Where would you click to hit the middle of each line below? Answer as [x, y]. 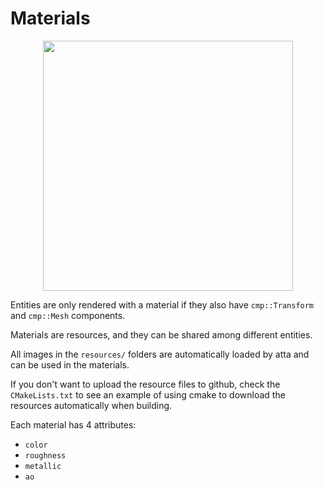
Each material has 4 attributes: [73, 424]
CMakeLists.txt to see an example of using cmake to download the [148, 394]
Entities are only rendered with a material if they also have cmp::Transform [162, 304]
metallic [43, 466]
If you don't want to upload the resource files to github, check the [145, 384]
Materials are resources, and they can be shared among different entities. [161, 334]
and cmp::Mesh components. [68, 315]
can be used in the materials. [70, 364]
